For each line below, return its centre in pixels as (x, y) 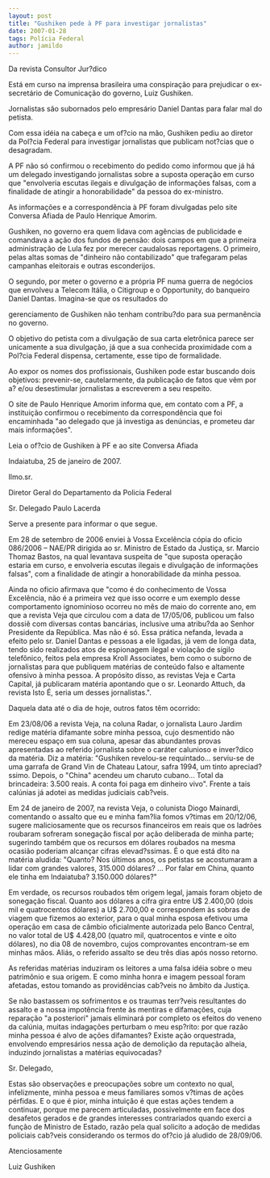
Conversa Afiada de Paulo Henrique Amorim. (83, 216)
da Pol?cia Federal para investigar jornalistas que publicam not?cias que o (131, 141)
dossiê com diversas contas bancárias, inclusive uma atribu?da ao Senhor (132, 624)
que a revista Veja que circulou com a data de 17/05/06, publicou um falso (131, 616)
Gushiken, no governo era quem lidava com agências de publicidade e (125, 232)
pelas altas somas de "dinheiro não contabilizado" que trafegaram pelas (128, 257)
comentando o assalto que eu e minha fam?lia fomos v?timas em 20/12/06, (133, 817)
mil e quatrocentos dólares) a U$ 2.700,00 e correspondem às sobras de (129, 910)
